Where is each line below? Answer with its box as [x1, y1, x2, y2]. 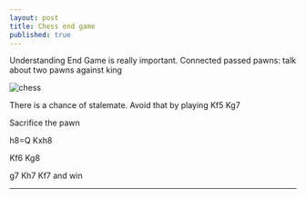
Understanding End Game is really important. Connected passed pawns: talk [9, 55, 297, 66]
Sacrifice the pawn [9, 117, 80, 128]
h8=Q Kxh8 [9, 135, 53, 146]
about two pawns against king [9, 64, 123, 75]
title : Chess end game [9, 22, 96, 31]
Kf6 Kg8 [9, 153, 41, 163]
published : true [9, 30, 71, 39]
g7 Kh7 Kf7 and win [9, 170, 84, 182]
